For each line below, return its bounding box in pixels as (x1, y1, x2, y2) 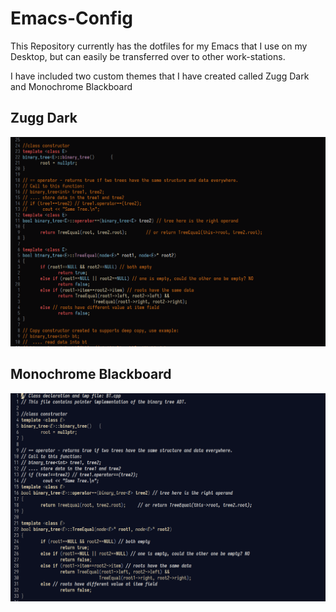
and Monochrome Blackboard (10, 80, 133, 92)
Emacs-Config (10, 7, 134, 30)
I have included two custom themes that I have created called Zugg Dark (10, 70, 310, 82)
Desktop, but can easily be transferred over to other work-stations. (10, 50, 286, 62)
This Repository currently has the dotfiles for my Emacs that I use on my (10, 40, 308, 52)
